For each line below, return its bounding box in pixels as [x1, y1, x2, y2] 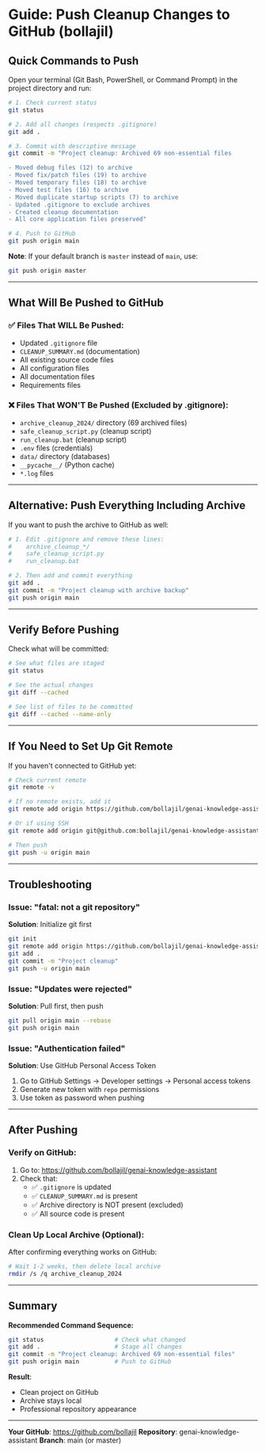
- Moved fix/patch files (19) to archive [8, 171, 147, 179]
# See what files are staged [8, 660, 104, 668]
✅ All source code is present [31, 1209, 125, 1218]
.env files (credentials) [19, 442, 93, 453]
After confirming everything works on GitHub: [8, 1247, 158, 1256]
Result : [8, 1372, 32, 1381]
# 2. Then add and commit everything [8, 572, 133, 580]
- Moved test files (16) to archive [8, 186, 129, 193]
